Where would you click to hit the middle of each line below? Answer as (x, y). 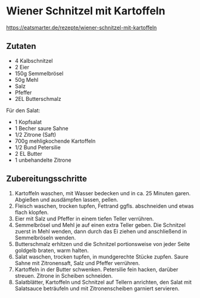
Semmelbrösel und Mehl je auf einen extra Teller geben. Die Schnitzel (100, 225)
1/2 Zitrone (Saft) (35, 134)
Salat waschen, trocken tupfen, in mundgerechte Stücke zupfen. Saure (101, 256)
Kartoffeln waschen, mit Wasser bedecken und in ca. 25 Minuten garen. (103, 193)
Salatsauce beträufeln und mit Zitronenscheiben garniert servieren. (97, 288)
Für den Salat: (23, 110)
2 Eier (22, 67)
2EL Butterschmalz (38, 99)
